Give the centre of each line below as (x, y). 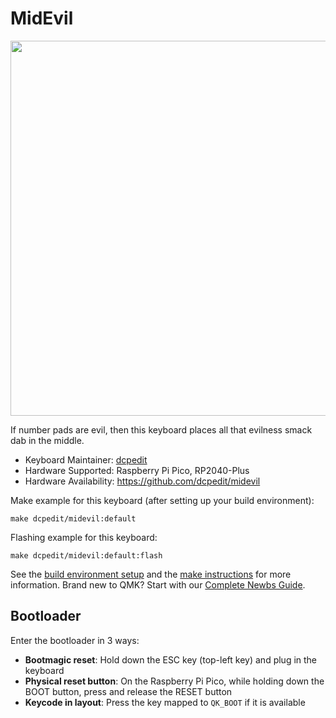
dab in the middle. (47, 440)
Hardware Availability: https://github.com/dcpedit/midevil (142, 481)
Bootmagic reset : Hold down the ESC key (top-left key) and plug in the (171, 659)
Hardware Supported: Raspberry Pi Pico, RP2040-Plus (137, 470)
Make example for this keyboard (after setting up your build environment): (162, 500)
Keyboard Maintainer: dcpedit (86, 459)
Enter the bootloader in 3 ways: (75, 640)
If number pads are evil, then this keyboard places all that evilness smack (161, 429)
